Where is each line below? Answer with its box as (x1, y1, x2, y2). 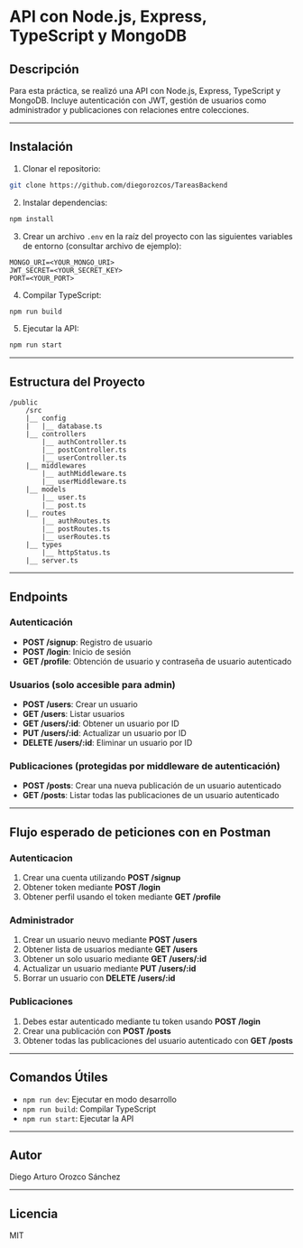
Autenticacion (9, 852, 74, 864)
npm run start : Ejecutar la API (22, 1113, 134, 1123)
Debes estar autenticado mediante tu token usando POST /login (22, 1016, 262, 1027)
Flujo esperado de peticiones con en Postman (9, 824, 271, 840)
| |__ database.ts (25, 422, 103, 431)
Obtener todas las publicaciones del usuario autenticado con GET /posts (22, 1035, 293, 1046)
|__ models (25, 485, 67, 494)
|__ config (25, 414, 67, 424)
